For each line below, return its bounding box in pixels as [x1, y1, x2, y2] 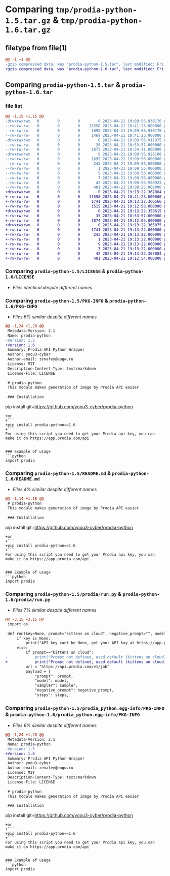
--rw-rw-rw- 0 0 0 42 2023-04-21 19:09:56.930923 [5, 180, 162, 185]
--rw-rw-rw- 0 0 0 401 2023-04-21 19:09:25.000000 [5, 185, 162, 190]
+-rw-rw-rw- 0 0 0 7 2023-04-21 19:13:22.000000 [5, 246, 162, 251]
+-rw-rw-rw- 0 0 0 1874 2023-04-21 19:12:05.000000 [5, 218, 162, 223]
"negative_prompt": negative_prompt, [34, 688, 114, 693]
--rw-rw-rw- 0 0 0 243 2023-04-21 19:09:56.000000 [5, 161, 162, 166]
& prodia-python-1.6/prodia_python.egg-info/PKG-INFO [5, 711, 140, 718]
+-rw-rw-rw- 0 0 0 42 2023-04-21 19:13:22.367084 [5, 251, 162, 256]
